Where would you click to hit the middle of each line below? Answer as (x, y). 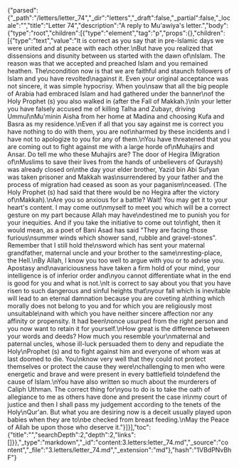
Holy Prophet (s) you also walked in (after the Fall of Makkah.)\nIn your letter (119, 101)
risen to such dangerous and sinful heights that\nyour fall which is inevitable (119, 291)
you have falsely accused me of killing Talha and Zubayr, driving (101, 109)
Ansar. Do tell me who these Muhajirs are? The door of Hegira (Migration (114, 154)
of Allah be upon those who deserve (60, 427)
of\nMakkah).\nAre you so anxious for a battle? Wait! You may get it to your (117, 200)
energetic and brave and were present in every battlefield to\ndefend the (114, 374)
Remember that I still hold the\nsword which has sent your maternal (106, 245)
